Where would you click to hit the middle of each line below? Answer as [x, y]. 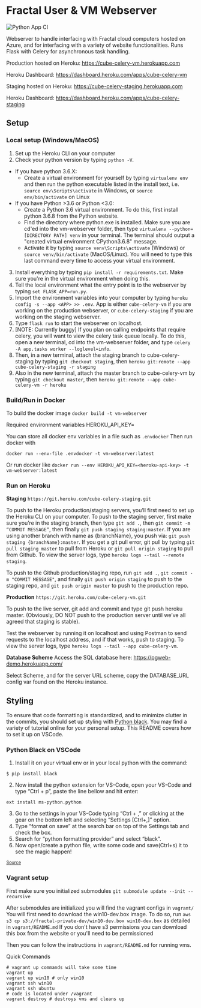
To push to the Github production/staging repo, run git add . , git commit [97, 573]
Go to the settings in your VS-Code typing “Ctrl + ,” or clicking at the [99, 814]
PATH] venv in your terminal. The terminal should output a [124, 235]
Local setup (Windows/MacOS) [53, 140]
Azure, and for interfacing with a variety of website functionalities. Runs [95, 45]
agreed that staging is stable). [43, 622]
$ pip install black [32, 774]
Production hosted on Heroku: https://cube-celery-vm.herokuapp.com [93, 63]
